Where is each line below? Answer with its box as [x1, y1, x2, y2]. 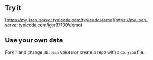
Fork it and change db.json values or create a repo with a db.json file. [5, 49, 145, 55]
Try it [5, 4, 21, 12]
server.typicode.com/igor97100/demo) [5, 22, 83, 28]
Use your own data [5, 36, 63, 44]
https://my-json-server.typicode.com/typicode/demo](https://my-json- [6, 17, 148, 22]
